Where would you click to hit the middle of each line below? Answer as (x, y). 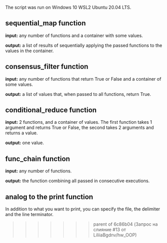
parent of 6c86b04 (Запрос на (126, 224)
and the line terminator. (29, 215)
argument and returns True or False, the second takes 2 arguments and (80, 128)
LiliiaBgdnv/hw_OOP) (115, 235)
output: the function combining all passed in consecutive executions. (78, 181)
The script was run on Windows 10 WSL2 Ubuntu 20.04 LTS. (68, 7)
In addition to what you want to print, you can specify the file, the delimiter (83, 209)
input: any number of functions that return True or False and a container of (83, 79)
